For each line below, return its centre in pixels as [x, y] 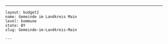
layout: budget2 [22, 12]
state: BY [15, 25]
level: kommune [21, 21]
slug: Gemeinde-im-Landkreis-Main [41, 30]
